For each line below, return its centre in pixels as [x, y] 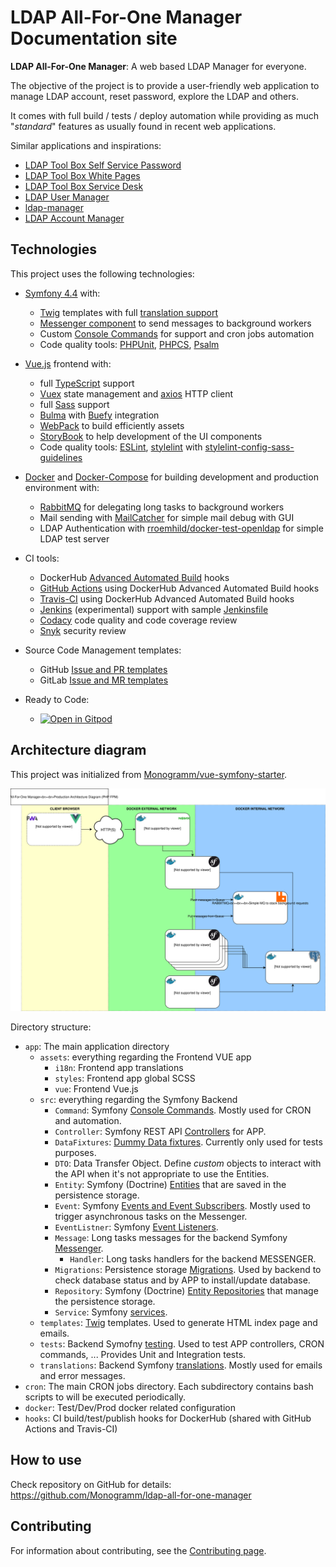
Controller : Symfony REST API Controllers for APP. [160, 1131]
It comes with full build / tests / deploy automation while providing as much [164, 115]
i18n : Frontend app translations [119, 1067]
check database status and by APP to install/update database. [182, 1280]
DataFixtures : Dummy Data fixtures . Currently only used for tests [188, 1142]
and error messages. [82, 1375]
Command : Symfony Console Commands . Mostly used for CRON [183, 1110]
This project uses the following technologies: [102, 273]
